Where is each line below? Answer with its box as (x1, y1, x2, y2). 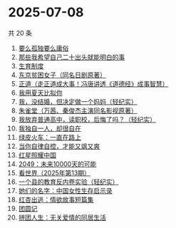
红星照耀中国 (18, 150, 56, 159)
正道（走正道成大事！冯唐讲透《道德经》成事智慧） (18, 79, 169, 88)
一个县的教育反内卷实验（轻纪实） (18, 177, 119, 186)
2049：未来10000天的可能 (18, 160, 97, 168)
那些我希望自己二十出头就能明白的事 (18, 53, 125, 61)
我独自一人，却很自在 (18, 124, 81, 133)
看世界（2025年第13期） (18, 168, 91, 177)
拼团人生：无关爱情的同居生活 (18, 213, 106, 222)
